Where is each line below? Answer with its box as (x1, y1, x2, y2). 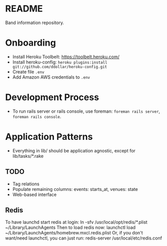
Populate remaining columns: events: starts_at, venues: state (12, 186, 138, 192)
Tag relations (12, 181, 40, 187)
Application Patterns (5, 131, 93, 142)
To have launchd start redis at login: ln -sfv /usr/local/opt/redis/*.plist (5, 219, 148, 225)
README (5, 3, 43, 15)
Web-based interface (12, 191, 57, 197)
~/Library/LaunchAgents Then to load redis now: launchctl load (5, 224, 136, 230)
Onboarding (5, 37, 56, 49)
